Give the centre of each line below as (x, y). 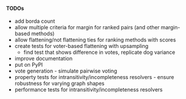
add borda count (35, 21)
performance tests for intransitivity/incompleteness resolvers (89, 90)
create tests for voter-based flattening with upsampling (82, 46)
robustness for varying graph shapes (59, 83)
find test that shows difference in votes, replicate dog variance (99, 52)
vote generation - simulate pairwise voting (66, 71)
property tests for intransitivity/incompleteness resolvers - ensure (94, 77)
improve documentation (43, 59)
